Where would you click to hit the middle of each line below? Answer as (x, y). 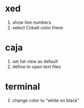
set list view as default (35, 61)
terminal (23, 87)
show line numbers (32, 22)
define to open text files (36, 66)
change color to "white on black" (46, 100)
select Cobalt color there (38, 27)
